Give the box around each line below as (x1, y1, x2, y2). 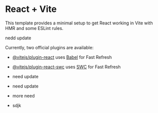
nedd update (5, 35, 31, 41)
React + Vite (5, 3, 57, 15)
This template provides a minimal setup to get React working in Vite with (5, 20, 153, 26)
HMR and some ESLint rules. (5, 25, 64, 31)
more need (12, 93, 35, 99)
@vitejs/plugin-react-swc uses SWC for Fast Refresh (12, 64, 121, 70)
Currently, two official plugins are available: (5, 44, 94, 50)
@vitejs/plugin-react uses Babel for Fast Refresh (12, 54, 112, 60)
